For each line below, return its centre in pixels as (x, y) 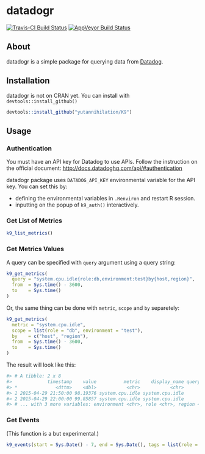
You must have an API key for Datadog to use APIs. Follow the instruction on (102, 162)
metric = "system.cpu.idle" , (49, 324)
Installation (28, 81)
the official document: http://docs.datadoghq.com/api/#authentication (95, 168)
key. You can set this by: (37, 186)
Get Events (23, 420)
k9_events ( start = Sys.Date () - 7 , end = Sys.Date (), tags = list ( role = (102, 445)
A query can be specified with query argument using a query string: (91, 262)
